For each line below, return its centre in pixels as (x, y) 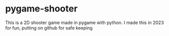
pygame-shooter (41, 9)
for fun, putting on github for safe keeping (49, 27)
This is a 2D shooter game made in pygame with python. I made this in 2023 (85, 22)
